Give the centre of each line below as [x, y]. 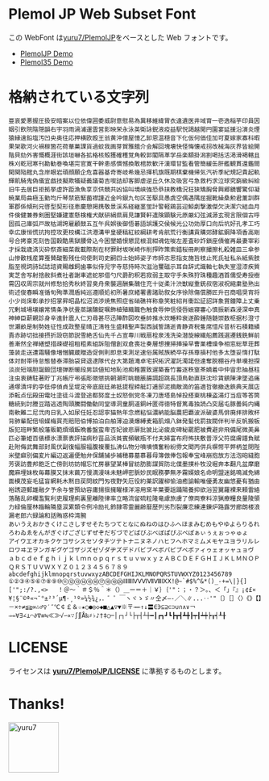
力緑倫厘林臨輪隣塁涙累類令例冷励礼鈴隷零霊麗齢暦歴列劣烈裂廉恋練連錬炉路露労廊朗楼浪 [134, 507]
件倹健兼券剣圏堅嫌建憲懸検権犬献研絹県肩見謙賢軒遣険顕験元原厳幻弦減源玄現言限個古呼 [134, 215]
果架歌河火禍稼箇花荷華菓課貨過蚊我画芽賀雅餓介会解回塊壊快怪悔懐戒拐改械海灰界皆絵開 [134, 146]
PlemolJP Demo [47, 53]
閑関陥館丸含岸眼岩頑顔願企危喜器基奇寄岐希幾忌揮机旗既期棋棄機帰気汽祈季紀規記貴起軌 [134, 172]
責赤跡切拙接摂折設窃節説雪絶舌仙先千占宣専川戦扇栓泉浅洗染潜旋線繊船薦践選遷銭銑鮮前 [134, 335]
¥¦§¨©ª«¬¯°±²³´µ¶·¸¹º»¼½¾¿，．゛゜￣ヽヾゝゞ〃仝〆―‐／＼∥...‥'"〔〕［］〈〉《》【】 [135, 598]
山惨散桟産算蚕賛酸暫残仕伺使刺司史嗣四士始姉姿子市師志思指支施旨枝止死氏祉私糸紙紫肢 [134, 258]
